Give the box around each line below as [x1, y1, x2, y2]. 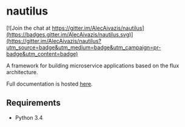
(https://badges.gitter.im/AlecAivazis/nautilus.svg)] [6, 30, 133, 38]
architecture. [6, 68, 38, 75]
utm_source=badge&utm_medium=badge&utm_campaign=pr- [6, 44, 161, 51]
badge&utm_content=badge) [6, 50, 78, 57]
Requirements [6, 98, 61, 108]
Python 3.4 [15, 114, 43, 121]
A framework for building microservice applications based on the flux [6, 62, 180, 69]
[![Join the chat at [6, 24, 51, 32]
